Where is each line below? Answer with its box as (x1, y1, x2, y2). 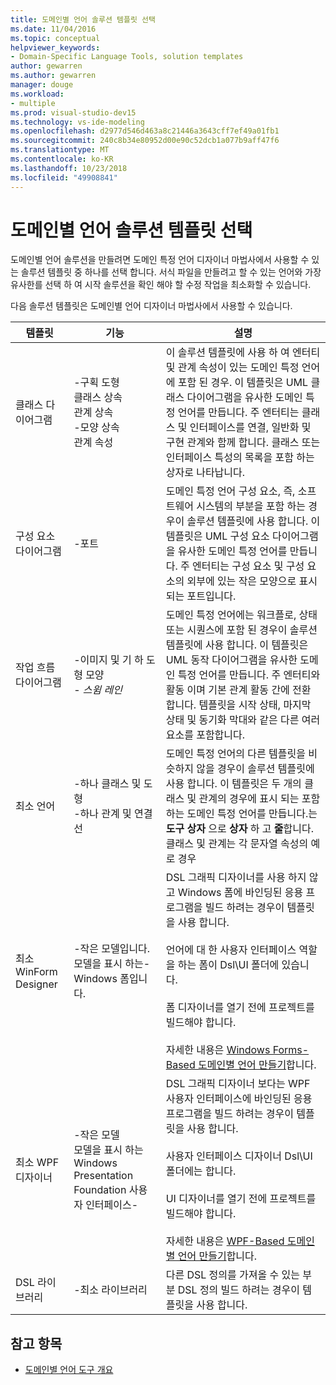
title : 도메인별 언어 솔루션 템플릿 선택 (10, 14, 156, 25)
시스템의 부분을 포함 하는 (196, 499, 306, 513)
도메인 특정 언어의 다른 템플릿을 (165, 747, 306, 761)
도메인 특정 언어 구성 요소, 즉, (165, 484, 296, 498)
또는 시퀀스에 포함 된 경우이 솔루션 (165, 623, 318, 637)
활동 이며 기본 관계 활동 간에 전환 (165, 683, 312, 697)
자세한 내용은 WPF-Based (165, 1234, 285, 1248)
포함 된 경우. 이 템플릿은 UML (177, 376, 309, 390)
